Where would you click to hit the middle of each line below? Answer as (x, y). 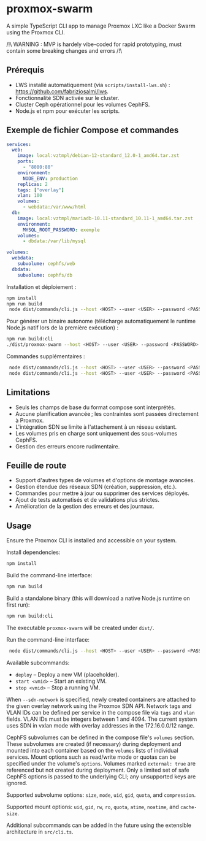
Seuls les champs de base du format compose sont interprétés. (95, 407)
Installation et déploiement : (41, 286)
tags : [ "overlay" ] (41, 190)
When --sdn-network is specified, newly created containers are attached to (101, 699)
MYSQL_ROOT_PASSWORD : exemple (61, 230)
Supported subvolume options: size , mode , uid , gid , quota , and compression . (101, 795)
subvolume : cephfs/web (46, 264)
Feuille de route (36, 466)
